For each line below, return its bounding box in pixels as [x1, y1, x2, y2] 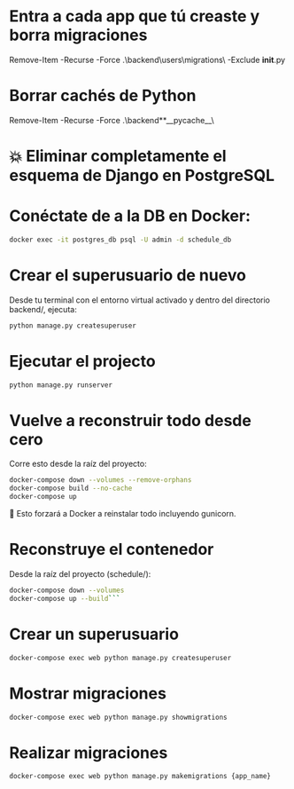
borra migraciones [9, 25, 148, 45]
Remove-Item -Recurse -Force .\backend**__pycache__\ [9, 114, 214, 125]
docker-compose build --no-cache [9, 484, 133, 493]
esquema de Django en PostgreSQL [9, 166, 275, 185]
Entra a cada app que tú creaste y [9, 6, 260, 27]
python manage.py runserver [9, 380, 113, 390]
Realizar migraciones [9, 743, 168, 762]
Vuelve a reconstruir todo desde [9, 410, 252, 430]
